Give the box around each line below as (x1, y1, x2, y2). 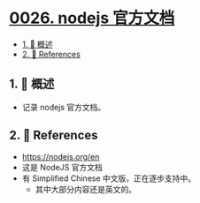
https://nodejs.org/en (21, 151, 100, 162)
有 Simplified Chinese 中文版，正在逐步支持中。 (21, 173, 196, 184)
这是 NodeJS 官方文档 (21, 162, 104, 172)
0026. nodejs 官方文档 (9, 8, 175, 28)
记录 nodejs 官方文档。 (21, 101, 106, 112)
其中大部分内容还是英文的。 (35, 184, 137, 194)
